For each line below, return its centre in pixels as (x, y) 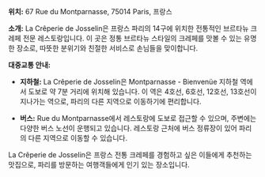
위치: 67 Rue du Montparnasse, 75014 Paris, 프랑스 (90, 11)
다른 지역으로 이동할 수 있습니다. (78, 138)
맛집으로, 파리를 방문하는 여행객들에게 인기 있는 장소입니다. (99, 165)
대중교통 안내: (30, 65)
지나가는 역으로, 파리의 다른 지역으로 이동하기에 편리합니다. (110, 102)
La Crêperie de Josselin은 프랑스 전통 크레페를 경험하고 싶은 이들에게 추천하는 (130, 155)
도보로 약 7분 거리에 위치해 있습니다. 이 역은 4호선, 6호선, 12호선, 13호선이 (142, 92)
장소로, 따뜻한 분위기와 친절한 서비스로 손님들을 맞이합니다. (107, 48)
